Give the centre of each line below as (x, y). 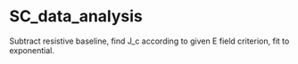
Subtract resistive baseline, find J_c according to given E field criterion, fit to (149, 41)
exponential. (32, 50)
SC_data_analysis (76, 16)
